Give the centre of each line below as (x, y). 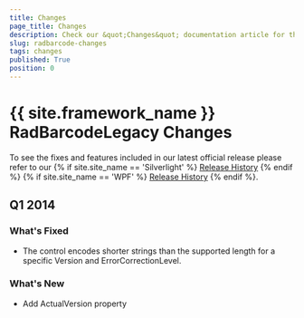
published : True (40, 60)
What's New (37, 284)
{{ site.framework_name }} (113, 113)
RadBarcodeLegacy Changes (121, 133)
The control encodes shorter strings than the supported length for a (149, 251)
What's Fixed (39, 231)
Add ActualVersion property (75, 304)
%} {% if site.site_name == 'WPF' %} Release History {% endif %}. (134, 177)
